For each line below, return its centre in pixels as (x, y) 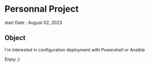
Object (15, 38)
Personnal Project (42, 9)
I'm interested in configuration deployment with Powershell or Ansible (75, 49)
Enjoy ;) (12, 59)
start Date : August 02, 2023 (33, 22)
